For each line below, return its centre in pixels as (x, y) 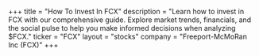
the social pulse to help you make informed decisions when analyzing (122, 28)
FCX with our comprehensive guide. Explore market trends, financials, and (130, 20)
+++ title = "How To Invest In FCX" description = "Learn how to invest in (126, 11)
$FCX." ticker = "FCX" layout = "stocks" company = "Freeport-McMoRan (128, 36)
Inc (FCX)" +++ (33, 45)
